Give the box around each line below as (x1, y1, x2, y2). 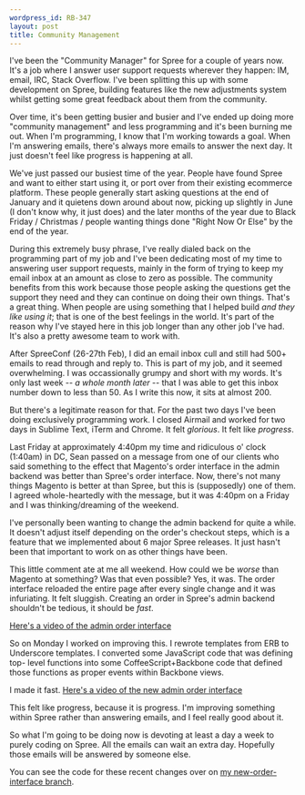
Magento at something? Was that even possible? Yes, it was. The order (9, 574, 276, 585)
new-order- (233, 767, 278, 778)
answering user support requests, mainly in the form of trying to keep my (9, 263, 284, 274)
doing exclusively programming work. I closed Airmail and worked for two (9, 414, 286, 425)
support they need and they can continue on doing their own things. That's (9, 292, 290, 303)
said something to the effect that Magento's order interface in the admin (9, 461, 280, 472)
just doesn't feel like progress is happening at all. (9, 150, 193, 161)
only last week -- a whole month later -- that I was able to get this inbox (9, 377, 280, 388)
